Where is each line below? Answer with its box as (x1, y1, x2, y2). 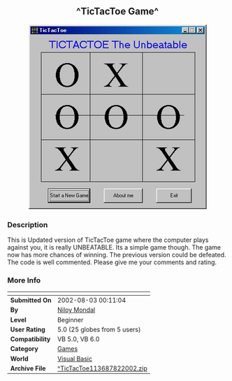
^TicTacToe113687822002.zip (57, 364, 148, 373)
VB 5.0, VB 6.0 (57, 335, 100, 343)
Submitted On (10, 296, 52, 305)
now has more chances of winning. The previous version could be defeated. (7, 251, 226, 259)
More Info (7, 275, 41, 285)
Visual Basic (57, 354, 93, 363)
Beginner (57, 315, 84, 324)
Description (7, 220, 48, 229)
